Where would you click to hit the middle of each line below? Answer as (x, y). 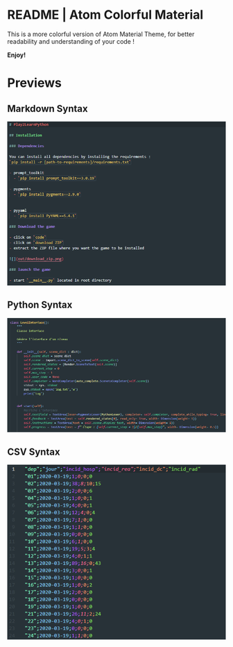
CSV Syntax (34, 452)
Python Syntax (40, 305)
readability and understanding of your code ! (71, 41)
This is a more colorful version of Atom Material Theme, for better (101, 34)
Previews (35, 83)
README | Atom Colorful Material (105, 15)
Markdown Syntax (48, 109)
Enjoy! (17, 55)
